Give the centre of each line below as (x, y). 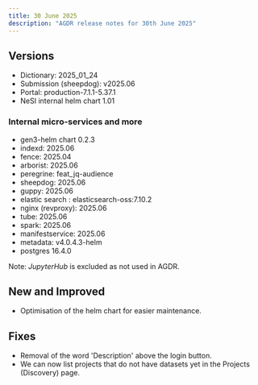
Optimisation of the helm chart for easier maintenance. (110, 311)
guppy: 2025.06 (47, 191)
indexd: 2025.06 (47, 148)
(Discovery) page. (50, 373)
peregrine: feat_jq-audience (67, 173)
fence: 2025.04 (46, 156)
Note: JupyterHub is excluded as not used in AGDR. (94, 266)
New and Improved (57, 292)
